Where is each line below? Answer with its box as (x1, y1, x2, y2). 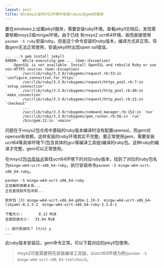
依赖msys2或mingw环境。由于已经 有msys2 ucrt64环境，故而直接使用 (9, 32, 151, 38)
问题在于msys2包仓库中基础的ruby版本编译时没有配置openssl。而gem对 (5, 127, 151, 133)
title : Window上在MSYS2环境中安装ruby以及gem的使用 (5, 12, 104, 17)
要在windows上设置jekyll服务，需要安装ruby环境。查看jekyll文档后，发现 (5, 25, 152, 32)
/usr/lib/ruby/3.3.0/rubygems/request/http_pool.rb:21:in (23, 96, 143, 102)
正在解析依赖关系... (5, 183, 41, 188)
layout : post (5, 7, 32, 12)
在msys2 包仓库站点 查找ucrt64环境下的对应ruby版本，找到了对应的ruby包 (5, 156, 153, 162)
